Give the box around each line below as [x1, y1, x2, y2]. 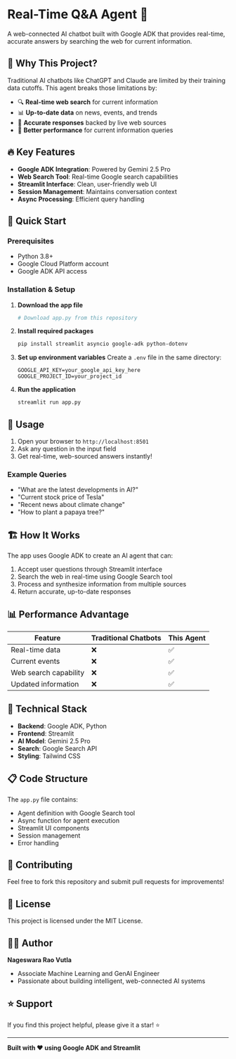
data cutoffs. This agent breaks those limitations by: [7, 84, 157, 92]
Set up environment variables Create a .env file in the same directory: [17, 353, 222, 361]
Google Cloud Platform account [17, 259, 109, 268]
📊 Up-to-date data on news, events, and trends [17, 108, 158, 117]
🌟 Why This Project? [7, 58, 98, 70]
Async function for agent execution [17, 816, 120, 825]
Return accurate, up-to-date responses [17, 587, 131, 596]
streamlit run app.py [17, 399, 81, 406]
